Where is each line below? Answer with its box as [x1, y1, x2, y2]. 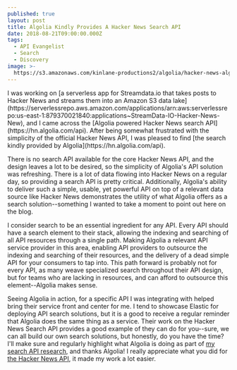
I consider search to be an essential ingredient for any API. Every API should [7, 221, 229, 229]
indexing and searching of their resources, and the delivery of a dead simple [7, 251, 229, 259]
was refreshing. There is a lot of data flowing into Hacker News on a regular [7, 170, 227, 178]
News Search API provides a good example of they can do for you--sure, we [7, 324, 229, 333]
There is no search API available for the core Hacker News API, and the [7, 154, 214, 163]
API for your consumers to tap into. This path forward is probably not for [7, 258, 217, 266]
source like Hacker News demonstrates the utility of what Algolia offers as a [7, 192, 228, 201]
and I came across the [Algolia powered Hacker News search [25, 118, 205, 127]
